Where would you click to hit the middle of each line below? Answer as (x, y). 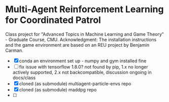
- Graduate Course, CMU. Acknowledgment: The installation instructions (81, 40)
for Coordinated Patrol (53, 20)
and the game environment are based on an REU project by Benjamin (77, 45)
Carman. (14, 50)
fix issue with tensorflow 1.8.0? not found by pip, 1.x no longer (83, 66)
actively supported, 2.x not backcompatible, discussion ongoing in (82, 72)
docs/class (24, 78)
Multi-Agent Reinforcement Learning (84, 9)
